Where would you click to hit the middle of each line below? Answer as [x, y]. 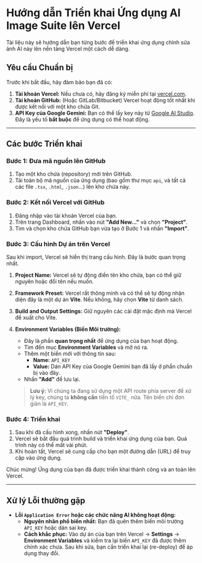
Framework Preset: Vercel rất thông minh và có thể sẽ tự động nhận [100, 293]
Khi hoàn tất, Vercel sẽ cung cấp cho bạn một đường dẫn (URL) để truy [103, 452]
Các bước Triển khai [44, 144]
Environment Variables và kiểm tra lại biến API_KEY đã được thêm [105, 541]
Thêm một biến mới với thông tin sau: [70, 354]
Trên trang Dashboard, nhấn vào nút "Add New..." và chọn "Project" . [101, 222]
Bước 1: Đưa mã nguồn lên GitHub [56, 161]
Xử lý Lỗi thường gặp [46, 500]
